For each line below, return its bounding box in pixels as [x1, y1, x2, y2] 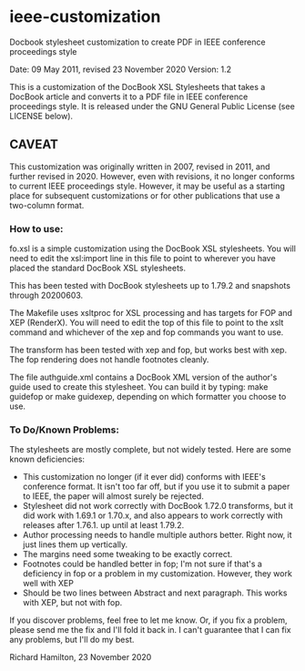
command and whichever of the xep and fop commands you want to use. [9, 327, 284, 338]
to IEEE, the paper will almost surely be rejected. [22, 491, 205, 502]
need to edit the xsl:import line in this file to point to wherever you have [9, 253, 276, 264]
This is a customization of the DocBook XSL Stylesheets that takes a [9, 81, 266, 92]
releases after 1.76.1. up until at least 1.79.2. [22, 520, 185, 531]
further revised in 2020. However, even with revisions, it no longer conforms [9, 170, 296, 181]
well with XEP [22, 578, 75, 589]
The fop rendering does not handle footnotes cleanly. [9, 354, 209, 365]
